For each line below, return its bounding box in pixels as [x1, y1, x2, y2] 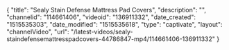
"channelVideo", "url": [6, 27, 70, 36]
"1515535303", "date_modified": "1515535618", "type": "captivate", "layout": [6, 21, 223, 28]
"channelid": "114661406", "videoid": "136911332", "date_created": [6, 13, 196, 21]
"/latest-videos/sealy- [71, 27, 133, 36]
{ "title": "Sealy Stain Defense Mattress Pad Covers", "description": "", [6, 6, 206, 14]
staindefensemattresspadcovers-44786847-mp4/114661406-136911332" [6, 35, 216, 43]
